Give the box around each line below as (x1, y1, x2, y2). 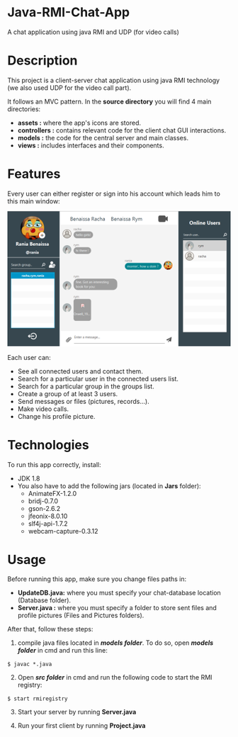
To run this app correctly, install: (7, 460, 101, 468)
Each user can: (7, 353, 51, 361)
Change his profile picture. (17, 412, 96, 420)
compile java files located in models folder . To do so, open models (17, 638, 214, 647)
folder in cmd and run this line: (17, 646, 108, 655)
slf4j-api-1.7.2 (28, 519, 69, 528)
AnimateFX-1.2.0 (28, 489, 77, 497)
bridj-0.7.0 (28, 497, 59, 505)
